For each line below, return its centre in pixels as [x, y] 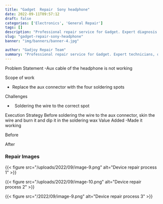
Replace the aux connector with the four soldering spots [68, 87]
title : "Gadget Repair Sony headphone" [48, 9]
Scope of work [20, 78]
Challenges [16, 96]
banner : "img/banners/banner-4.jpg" [42, 41]
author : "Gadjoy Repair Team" [36, 50]
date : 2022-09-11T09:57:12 [32, 14]
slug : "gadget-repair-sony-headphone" [44, 37]
